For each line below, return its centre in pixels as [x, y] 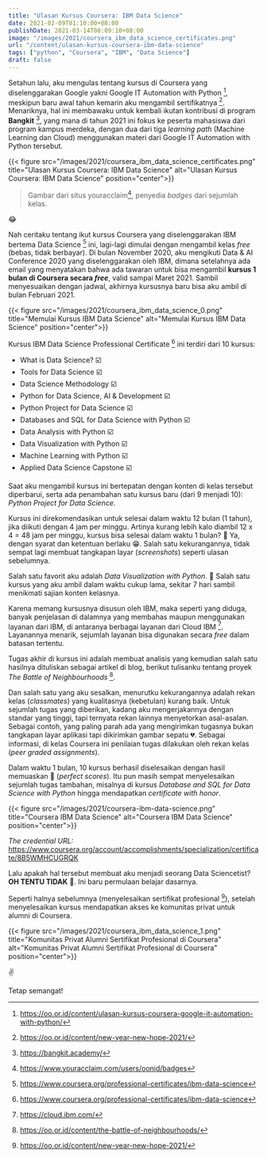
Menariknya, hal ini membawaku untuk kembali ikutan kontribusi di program [132, 111]
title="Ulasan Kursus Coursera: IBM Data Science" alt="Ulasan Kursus [123, 170]
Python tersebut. [36, 146]
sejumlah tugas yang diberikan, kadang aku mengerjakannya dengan [121, 710]
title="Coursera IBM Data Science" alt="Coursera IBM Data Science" [120, 817]
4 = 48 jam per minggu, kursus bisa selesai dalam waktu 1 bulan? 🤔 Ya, [124, 535]
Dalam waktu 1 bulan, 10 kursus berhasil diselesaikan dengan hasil [116, 768]
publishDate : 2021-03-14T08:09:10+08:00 [76, 30]
